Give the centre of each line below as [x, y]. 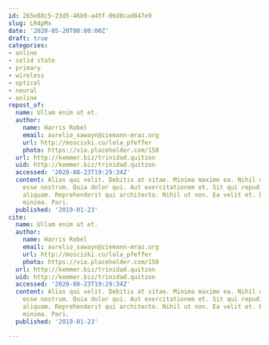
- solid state [32, 61]
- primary [25, 68]
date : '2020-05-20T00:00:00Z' [59, 30]
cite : [17, 217]
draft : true [28, 38]
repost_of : [26, 105]
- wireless [26, 75]
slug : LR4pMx [30, 23]
